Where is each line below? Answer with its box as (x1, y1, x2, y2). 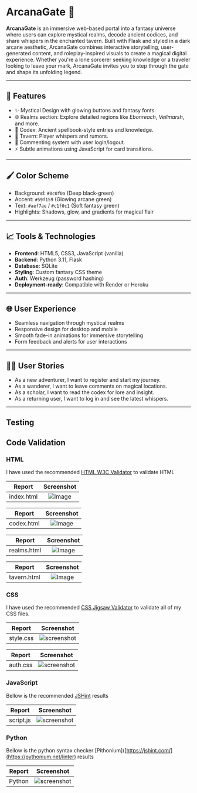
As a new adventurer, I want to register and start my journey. (14, 376, 161, 383)
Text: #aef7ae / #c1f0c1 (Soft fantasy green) (14, 202, 120, 209)
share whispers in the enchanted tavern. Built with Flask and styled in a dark (6, 37, 191, 44)
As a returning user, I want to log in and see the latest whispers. (14, 395, 169, 402)
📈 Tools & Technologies (6, 231, 96, 241)
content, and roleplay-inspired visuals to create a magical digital (32, 49, 187, 56)
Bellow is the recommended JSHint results (6, 692, 108, 699)
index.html (9, 492, 38, 501)
